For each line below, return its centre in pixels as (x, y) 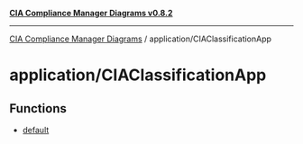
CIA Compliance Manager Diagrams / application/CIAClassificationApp (141, 39)
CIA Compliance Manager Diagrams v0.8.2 (91, 13)
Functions (38, 108)
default (36, 130)
